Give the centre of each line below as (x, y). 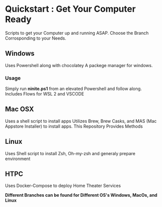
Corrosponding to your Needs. (36, 38)
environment (18, 159)
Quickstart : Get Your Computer (70, 9)
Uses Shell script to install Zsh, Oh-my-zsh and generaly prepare (70, 153)
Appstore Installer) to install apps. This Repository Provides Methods (74, 126)
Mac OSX (20, 109)
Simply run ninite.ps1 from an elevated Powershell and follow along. (73, 89)
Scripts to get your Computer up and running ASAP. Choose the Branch (77, 33)
